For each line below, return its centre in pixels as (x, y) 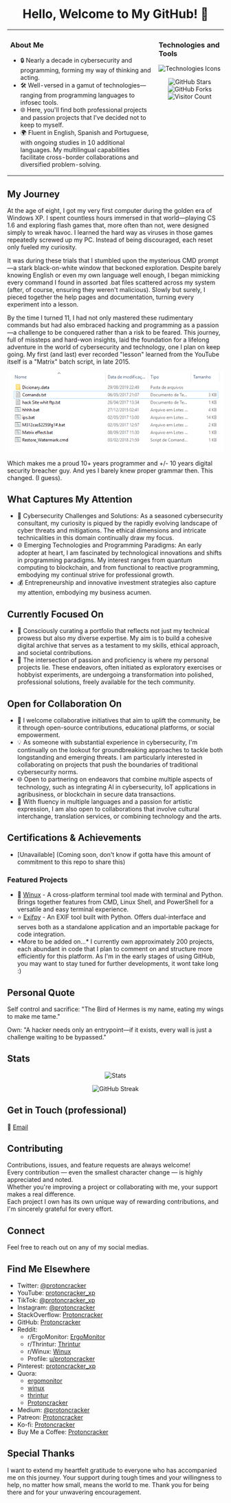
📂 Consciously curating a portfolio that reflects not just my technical (113, 631)
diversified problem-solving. (61, 164)
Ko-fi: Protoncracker (46, 1424)
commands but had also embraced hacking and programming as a (101, 325)
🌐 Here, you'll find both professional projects (84, 110)
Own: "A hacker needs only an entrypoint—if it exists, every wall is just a (109, 1030)
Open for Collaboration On (65, 704)
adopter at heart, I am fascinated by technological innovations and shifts (119, 553)
